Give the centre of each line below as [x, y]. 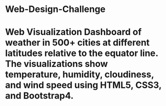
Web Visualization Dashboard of [74, 32]
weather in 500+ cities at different [78, 43]
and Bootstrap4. [39, 96]
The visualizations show [57, 64]
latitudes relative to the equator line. [82, 53]
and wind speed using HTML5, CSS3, [83, 85]
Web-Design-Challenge [55, 9]
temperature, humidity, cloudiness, [80, 75]
